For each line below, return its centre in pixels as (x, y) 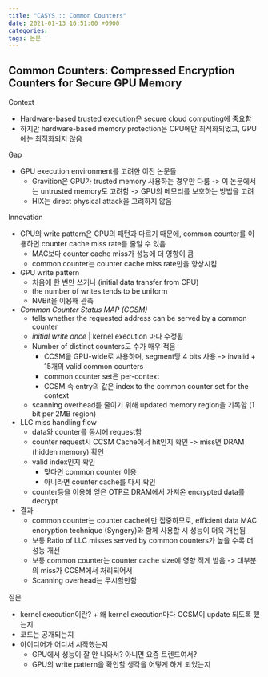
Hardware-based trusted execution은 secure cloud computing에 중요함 (136, 119)
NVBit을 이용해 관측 (63, 301)
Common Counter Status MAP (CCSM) (84, 310)
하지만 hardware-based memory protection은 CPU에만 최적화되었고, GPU (138, 129)
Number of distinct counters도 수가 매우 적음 (104, 347)
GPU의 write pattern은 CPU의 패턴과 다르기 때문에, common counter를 (133, 234)
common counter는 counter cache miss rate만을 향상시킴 (124, 264)
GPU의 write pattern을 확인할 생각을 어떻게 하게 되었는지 (121, 664)
